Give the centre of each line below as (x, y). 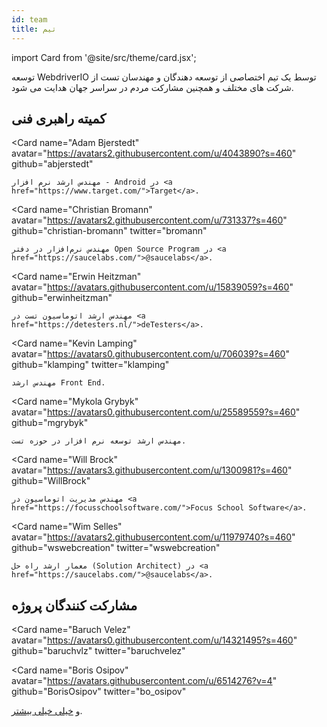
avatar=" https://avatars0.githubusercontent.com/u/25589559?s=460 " (156, 412)
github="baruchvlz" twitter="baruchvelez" (98, 651)
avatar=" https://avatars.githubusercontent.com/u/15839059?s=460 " (152, 287)
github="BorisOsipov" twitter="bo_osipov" (99, 692)
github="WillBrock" (51, 481)
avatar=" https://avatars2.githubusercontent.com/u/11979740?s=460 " (153, 537)
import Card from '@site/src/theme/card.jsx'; (104, 57)
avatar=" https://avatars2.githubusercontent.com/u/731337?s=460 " (149, 220)
